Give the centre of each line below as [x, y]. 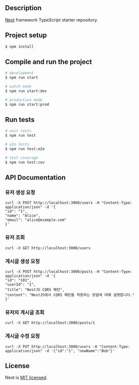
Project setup [26, 36]
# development [20, 73]
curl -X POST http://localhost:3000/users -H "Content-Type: [69, 203]
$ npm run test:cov [25, 162]
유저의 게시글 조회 [25, 312]
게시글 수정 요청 [23, 336]
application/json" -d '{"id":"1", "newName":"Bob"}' [60, 351]
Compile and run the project [48, 61]
